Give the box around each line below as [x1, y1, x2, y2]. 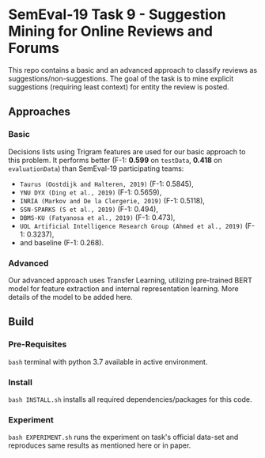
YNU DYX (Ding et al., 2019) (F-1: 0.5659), [19, 187, 162, 197]
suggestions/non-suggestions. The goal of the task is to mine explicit [8, 74, 234, 83]
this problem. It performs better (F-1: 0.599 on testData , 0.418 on [8, 155, 223, 165]
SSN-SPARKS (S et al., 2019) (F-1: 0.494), [19, 204, 158, 214]
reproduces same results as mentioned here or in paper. [8, 441, 191, 450]
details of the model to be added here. [8, 292, 133, 301]
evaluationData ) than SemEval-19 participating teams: [8, 164, 184, 173]
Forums [8, 40, 59, 57]
